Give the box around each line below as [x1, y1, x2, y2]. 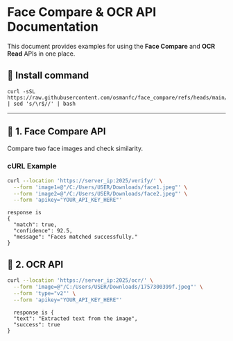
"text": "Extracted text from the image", [13, 315, 138, 322]
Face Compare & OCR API [7, 4, 157, 20]
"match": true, [13, 221, 58, 228]
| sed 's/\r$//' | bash [7, 100, 76, 107]
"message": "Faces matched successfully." [13, 234, 138, 241]
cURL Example [7, 161, 57, 171]
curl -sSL [7, 88, 36, 95]
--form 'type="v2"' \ [13, 290, 76, 296]
